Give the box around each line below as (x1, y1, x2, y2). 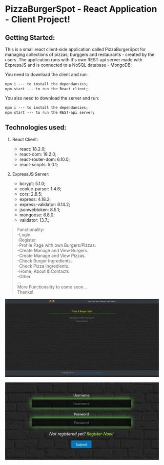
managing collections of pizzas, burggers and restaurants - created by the (5, 52, 155, 57)
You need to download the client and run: (5, 72, 88, 77)
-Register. (17, 237, 37, 243)
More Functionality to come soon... (17, 284, 87, 290)
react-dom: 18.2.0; (19, 151, 57, 157)
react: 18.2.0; (19, 146, 46, 152)
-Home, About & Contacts (17, 268, 69, 274)
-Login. (17, 232, 32, 237)
